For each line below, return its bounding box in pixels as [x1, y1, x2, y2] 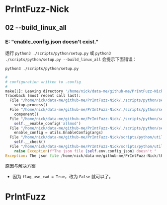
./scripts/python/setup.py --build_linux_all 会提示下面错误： [5, 56, 137, 62]
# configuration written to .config [5, 79, 81, 84]
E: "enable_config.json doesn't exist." [5, 38, 98, 45]
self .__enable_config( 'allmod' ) [14, 121, 81, 126]
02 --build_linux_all [5, 23, 67, 32]
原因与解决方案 [5, 163, 36, 169]
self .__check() [14, 139, 46, 144]
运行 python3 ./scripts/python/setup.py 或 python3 [5, 50, 111, 56]
